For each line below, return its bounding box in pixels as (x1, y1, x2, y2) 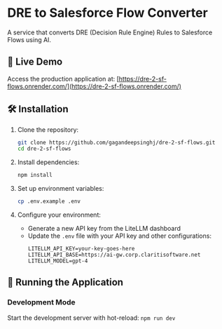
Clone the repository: (17, 125, 79, 134)
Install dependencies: (17, 158, 80, 166)
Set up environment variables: (17, 184, 104, 193)
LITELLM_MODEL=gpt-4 (27, 257, 88, 264)
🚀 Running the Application (7, 276, 124, 288)
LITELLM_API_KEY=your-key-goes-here (27, 246, 135, 253)
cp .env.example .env (17, 198, 81, 205)
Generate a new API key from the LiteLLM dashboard (27, 224, 181, 233)
